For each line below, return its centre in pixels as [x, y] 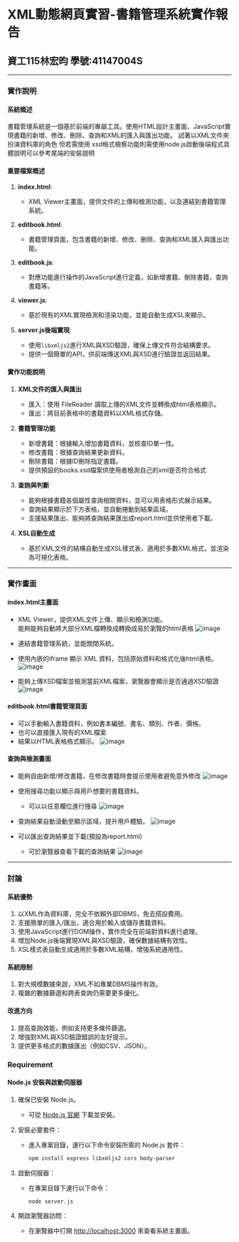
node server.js [51, 1201]
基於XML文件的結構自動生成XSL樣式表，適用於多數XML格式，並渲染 [129, 548]
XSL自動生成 [36, 533]
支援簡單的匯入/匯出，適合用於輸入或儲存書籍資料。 [94, 923]
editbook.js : [36, 262]
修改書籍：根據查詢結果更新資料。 [78, 452]
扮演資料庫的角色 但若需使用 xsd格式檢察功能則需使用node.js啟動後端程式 [116, 144]
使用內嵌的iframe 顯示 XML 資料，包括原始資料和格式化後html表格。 [118, 658]
